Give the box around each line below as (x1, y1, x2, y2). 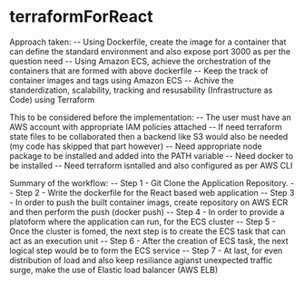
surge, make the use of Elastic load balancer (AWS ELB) (9, 264, 219, 275)
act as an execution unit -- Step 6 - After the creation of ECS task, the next (9, 235, 289, 246)
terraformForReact (9, 6, 154, 27)
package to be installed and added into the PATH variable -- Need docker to (9, 150, 293, 161)
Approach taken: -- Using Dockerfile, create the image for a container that (9, 36, 287, 47)
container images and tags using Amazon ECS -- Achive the (9, 74, 234, 85)
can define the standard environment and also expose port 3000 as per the (9, 45, 291, 56)
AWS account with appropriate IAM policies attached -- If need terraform (9, 121, 283, 132)
